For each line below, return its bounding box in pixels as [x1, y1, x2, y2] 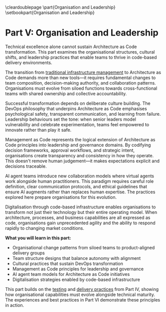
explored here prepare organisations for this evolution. [5, 194, 117, 200]
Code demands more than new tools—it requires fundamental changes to [5, 75, 156, 81]
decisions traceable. [5, 163, 47, 169]
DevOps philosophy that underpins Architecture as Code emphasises [5, 105, 147, 112]
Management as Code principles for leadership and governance [12, 265, 144, 272]
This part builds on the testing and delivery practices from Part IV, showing [5, 286, 159, 292]
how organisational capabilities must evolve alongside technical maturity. [5, 291, 156, 297]
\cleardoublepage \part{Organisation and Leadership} [5, 5, 116, 10]
